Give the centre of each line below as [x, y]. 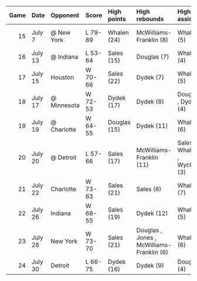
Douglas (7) [153, 57]
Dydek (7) [150, 77]
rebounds [150, 19]
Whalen [118, 33]
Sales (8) [149, 189]
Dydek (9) [150, 265]
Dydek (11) [152, 126]
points [117, 19]
